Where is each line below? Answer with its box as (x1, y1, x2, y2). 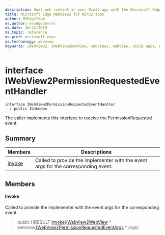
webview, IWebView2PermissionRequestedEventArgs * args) (17, 224, 139, 230)
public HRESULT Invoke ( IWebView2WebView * (17, 219, 111, 225)
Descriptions (81, 149, 112, 156)
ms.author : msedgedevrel (5, 21, 56, 26)
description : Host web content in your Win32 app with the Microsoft (5, 7, 151, 12)
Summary (5, 134, 36, 142)
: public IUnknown (9, 106, 48, 111)
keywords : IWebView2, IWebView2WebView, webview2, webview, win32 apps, (5, 44, 157, 49)
